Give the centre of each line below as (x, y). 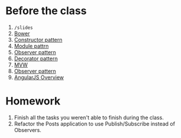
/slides (23, 28)
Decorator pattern (36, 58)
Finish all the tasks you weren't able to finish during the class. (89, 117)
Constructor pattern (38, 40)
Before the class (46, 11)
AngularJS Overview (39, 77)
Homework (33, 101)
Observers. (28, 130)
